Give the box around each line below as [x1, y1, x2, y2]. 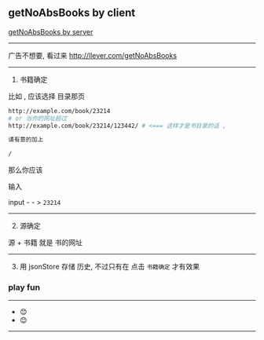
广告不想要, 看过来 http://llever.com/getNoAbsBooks [8, 50, 178, 60]
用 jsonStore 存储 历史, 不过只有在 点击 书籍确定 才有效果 [19, 262, 200, 272]
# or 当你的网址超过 [8, 114, 68, 122]
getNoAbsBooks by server [8, 27, 93, 36]
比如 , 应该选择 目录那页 [8, 91, 85, 101]
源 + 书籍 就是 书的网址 [8, 238, 83, 247]
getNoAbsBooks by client [8, 6, 136, 20]
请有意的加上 [8, 136, 44, 144]
